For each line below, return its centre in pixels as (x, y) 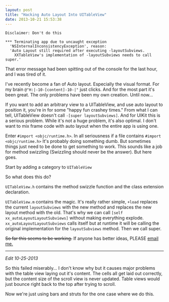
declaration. (18, 192)
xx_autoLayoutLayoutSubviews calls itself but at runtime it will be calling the (82, 223)
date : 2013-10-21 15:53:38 (33, 19)
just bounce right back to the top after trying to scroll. (61, 284)
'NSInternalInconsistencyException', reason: (58, 46)
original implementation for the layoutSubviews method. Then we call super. (83, 229)
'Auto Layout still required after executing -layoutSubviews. (77, 51)
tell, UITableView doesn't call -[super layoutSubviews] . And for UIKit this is (83, 115)
